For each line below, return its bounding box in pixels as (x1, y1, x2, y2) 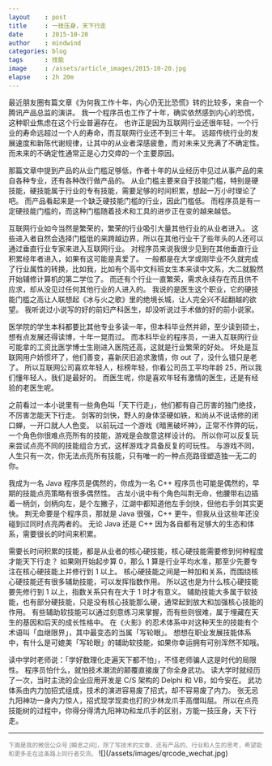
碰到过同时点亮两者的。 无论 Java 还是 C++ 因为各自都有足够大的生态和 (8, 518, 248, 528)
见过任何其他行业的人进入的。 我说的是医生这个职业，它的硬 (50, 284, 252, 294)
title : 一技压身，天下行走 (8, 21, 107, 30)
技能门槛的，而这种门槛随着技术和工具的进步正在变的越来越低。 (22, 206, 236, 215)
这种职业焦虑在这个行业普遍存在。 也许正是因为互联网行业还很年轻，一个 (8, 118, 252, 128)
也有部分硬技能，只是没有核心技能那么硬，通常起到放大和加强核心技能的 (22, 597, 264, 607)
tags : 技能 (8, 56, 65, 64)
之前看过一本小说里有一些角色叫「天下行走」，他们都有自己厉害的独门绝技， (8, 400, 261, 409)
